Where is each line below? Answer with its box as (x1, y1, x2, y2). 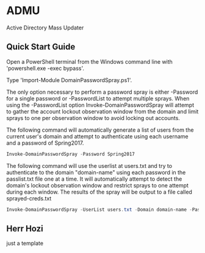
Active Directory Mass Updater (6, 24, 84, 31)
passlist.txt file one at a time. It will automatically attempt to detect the (6, 175, 182, 183)
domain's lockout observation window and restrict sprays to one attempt (6, 181, 189, 189)
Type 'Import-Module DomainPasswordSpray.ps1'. (6, 76, 132, 83)
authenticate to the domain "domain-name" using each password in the (6, 168, 186, 176)
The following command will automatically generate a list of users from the (6, 126, 194, 134)
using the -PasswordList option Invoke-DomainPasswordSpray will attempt (6, 101, 194, 108)
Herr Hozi (6, 223, 44, 233)
